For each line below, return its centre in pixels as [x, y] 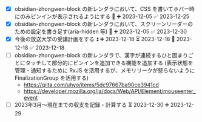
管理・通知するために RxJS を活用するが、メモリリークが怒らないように [105, 71]
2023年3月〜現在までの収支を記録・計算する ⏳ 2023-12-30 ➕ [92, 105]
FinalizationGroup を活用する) [52, 78]
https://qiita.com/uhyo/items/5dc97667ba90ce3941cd [91, 85]
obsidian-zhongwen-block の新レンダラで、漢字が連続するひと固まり [101, 56]
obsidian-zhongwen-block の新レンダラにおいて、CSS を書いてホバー [102, 9]
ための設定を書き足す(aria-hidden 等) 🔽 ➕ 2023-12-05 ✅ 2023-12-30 [101, 31]
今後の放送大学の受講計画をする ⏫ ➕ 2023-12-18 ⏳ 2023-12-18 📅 [95, 39]
